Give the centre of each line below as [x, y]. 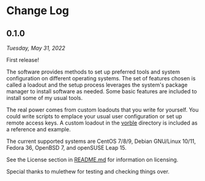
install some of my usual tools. [44, 98]
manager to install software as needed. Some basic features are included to [102, 91]
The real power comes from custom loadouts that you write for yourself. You [102, 110]
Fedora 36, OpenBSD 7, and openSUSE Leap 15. [66, 148]
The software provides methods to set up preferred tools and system [93, 72]
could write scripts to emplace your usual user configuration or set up [94, 116]
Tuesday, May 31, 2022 [36, 48]
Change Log [38, 11]
